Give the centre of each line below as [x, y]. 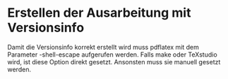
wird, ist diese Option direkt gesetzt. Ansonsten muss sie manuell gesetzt [114, 62]
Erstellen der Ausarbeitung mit [99, 13]
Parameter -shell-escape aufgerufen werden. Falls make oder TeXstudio [112, 55]
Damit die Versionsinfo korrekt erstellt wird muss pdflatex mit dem [103, 47]
